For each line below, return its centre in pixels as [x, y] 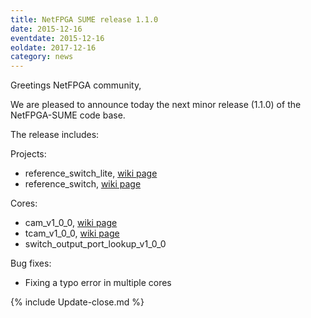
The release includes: [55, 135]
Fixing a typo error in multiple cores [98, 283]
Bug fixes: [31, 263]
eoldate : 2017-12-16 [53, 47]
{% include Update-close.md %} [77, 302]
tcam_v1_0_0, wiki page [72, 233]
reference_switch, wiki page [83, 184]
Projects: [28, 154]
